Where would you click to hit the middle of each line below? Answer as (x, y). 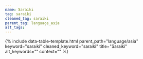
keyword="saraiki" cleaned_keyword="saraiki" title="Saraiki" (66, 46)
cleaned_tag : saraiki (27, 18)
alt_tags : (15, 28)
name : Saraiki (19, 9)
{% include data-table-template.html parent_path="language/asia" (72, 41)
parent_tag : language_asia (32, 23)
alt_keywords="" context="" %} (37, 52)
